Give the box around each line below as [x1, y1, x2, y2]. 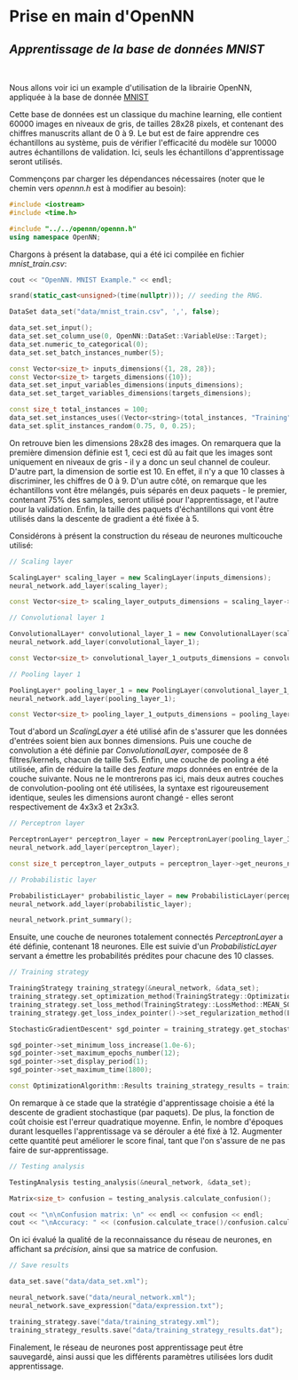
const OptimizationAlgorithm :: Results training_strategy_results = [9, 1081, 264, 1090]
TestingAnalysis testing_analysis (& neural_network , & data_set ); [9, 1177, 252, 1187]
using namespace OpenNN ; [9, 233, 101, 242]
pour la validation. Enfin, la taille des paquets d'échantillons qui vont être [9, 504, 274, 515]
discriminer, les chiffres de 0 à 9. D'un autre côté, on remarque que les [9, 475, 268, 486]
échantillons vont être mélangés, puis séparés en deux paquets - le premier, [9, 484, 287, 495]
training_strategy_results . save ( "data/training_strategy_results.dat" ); [9, 1326, 284, 1335]
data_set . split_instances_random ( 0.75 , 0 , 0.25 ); [9, 421, 197, 430]
